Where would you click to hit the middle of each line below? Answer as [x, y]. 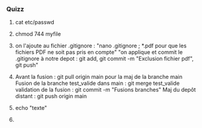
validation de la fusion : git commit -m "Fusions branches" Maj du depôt [106, 90]
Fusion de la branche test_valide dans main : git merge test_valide [97, 83]
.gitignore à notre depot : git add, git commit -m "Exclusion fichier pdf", [104, 59]
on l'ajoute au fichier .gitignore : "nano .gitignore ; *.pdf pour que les [101, 46]
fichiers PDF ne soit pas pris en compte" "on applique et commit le [99, 52]
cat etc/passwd [35, 22]
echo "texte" [31, 108]
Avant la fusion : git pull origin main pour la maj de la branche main [99, 77]
